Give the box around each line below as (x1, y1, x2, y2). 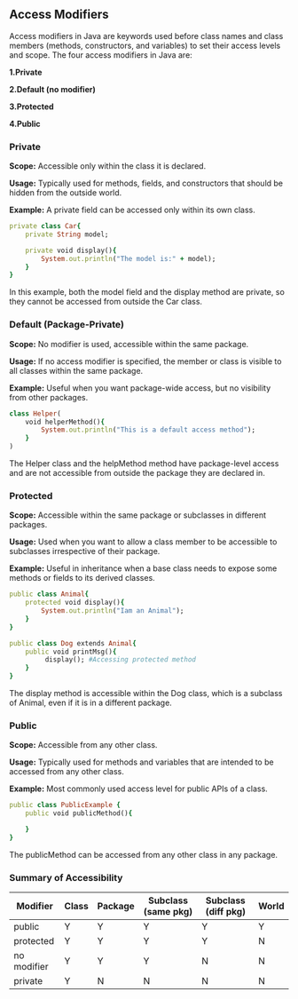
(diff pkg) (205, 906, 247, 918)
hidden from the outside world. (9, 187, 122, 198)
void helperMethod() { (25, 417, 105, 426)
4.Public (9, 118, 42, 129)
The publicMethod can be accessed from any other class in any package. (9, 849, 278, 860)
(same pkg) (143, 906, 193, 918)
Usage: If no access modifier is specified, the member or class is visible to (9, 355, 282, 367)
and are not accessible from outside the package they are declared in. (9, 468, 266, 479)
